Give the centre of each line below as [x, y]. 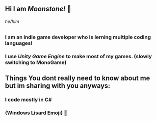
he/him [12, 21]
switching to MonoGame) [36, 62]
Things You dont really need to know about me [78, 78]
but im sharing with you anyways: [58, 86]
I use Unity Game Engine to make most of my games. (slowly [78, 56]
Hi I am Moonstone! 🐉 [38, 9]
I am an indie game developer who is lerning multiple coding [78, 37]
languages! [19, 43]
